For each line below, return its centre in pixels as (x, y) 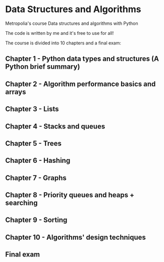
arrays (16, 92)
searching (21, 203)
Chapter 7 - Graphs (36, 178)
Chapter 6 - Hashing (38, 161)
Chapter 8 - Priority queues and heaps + (70, 195)
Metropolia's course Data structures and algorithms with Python (72, 23)
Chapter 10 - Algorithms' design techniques (76, 237)
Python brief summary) (43, 67)
